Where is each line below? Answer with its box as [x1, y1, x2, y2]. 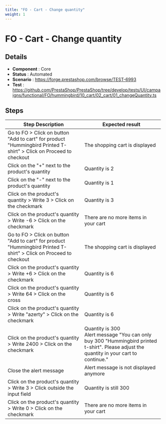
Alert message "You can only [84, 332, 152, 339]
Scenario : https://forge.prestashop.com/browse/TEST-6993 [12, 76, 137, 82]
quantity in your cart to [84, 350, 137, 357]
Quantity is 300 [84, 325, 121, 332]
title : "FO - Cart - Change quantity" [5, 7, 85, 12]
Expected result [102, 121, 141, 128]
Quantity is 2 [84, 165, 114, 172]
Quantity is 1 [84, 179, 114, 186]
